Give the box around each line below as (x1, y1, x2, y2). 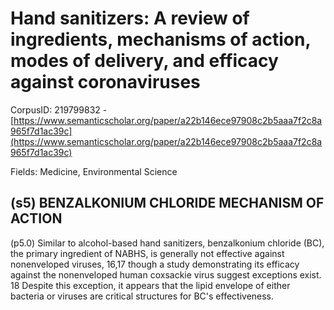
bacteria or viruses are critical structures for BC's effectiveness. (10, 290, 275, 302)
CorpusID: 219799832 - (10, 103, 108, 116)
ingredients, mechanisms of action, (10, 28, 311, 51)
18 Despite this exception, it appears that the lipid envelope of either (10, 279, 291, 291)
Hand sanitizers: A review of (10, 7, 250, 30)
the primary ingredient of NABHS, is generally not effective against (10, 247, 285, 259)
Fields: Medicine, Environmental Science (10, 165, 178, 177)
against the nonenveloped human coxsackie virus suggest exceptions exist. (10, 268, 322, 281)
